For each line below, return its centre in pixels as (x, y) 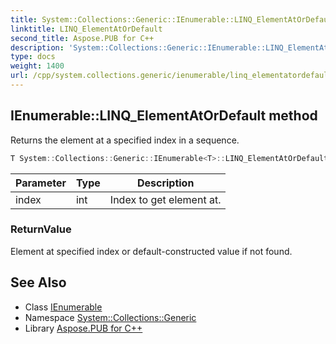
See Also (38, 282)
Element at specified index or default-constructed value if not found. (151, 251)
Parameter (41, 183)
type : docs (33, 57)
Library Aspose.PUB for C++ (83, 328)
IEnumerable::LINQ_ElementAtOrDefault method (164, 116)
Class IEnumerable (63, 307)
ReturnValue (41, 229)
